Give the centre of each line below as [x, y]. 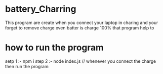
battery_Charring [41, 9]
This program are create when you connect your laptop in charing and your [81, 23]
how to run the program [54, 48]
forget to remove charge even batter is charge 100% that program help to [80, 27]
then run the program [27, 66]
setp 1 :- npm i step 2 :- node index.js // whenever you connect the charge [81, 61]
